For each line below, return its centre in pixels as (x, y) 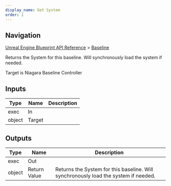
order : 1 (15, 15)
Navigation (23, 35)
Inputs (16, 89)
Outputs (19, 138)
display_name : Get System (33, 10)
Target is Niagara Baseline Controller (44, 73)
